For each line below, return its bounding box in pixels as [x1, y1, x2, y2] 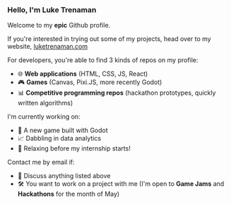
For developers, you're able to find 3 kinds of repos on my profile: [7, 56, 199, 64]
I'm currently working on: [7, 112, 81, 121]
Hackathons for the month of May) [17, 189, 120, 199]
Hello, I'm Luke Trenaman [7, 5, 97, 15]
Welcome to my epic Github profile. [7, 21, 111, 30]
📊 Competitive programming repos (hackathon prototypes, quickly [17, 88, 216, 97]
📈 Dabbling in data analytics [17, 134, 101, 143]
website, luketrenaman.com [7, 42, 88, 51]
